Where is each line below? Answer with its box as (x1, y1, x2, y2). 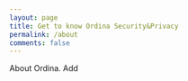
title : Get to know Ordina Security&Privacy (9, 22, 179, 31)
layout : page (9, 13, 58, 22)
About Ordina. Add (9, 63, 79, 74)
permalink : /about (9, 30, 78, 39)
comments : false (9, 38, 70, 48)
